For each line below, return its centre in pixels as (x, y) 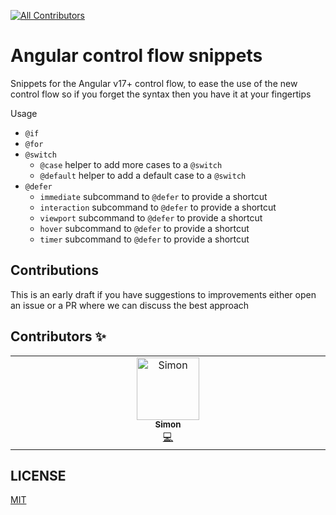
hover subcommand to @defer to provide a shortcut (144, 228)
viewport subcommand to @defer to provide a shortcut (151, 217)
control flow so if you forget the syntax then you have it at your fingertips (161, 94)
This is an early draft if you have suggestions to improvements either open (163, 294)
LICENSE (38, 475)
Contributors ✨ (58, 336)
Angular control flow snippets (136, 56)
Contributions (54, 270)
